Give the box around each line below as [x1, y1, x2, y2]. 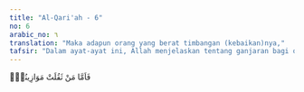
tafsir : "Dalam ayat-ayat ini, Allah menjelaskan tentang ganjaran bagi [9, 47, 290, 56]
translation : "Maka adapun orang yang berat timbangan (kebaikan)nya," [9, 38, 285, 48]
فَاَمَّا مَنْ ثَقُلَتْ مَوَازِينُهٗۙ [9, 71, 91, 82]
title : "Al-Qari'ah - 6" [9, 13, 103, 23]
